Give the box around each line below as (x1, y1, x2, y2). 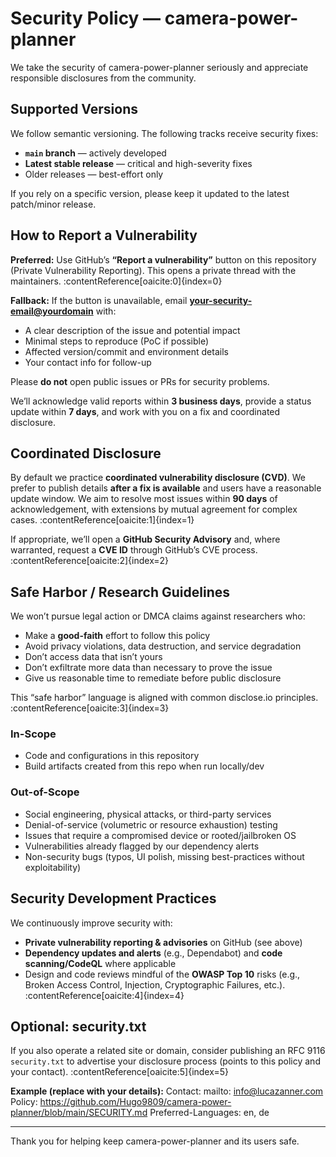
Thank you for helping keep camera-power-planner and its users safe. (10, 1135, 300, 1147)
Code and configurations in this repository (24, 750, 200, 762)
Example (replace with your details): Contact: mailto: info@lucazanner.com (10, 1085, 324, 1097)
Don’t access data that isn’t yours (24, 651, 163, 663)
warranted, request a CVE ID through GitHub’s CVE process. (10, 544, 258, 556)
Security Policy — (10, 7, 162, 30)
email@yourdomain (10, 305, 94, 317)
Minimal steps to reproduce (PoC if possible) (24, 335, 210, 347)
